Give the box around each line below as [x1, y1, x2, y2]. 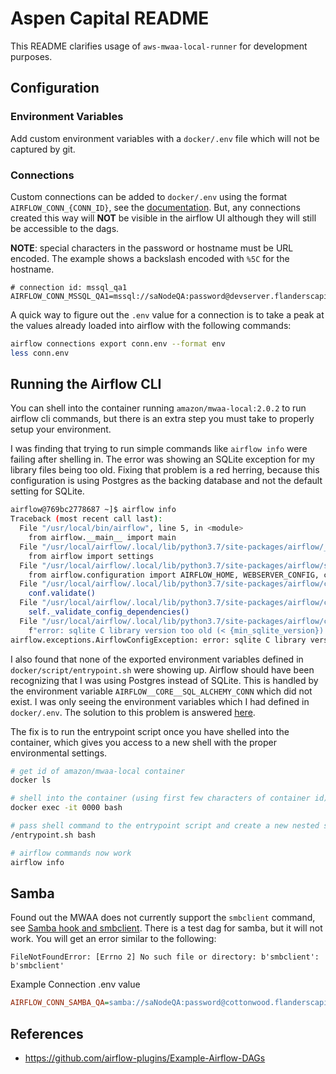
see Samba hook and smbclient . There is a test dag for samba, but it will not [10, 922, 323, 934]
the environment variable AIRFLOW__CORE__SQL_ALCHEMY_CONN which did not [10, 685, 313, 697]
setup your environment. [10, 423, 112, 436]
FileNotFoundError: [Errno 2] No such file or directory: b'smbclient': [10, 952, 320, 962]
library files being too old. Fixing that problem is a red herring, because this [10, 464, 320, 476]
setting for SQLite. [10, 485, 85, 497]
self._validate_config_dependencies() [28, 607, 190, 617]
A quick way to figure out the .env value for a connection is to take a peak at [10, 308, 325, 321]
